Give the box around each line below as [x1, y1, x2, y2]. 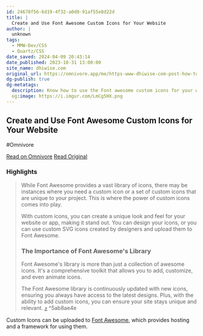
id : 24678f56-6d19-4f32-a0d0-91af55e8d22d [6, 8, 115, 15]
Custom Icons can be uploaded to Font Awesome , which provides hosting [6, 317, 190, 324]
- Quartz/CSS [11, 48, 45, 54]
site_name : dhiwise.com [6, 65, 66, 71]
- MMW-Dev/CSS [11, 43, 47, 49]
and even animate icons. [21, 273, 82, 281]
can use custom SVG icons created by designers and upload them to [21, 225, 192, 233]
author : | [6, 25, 31, 32]
